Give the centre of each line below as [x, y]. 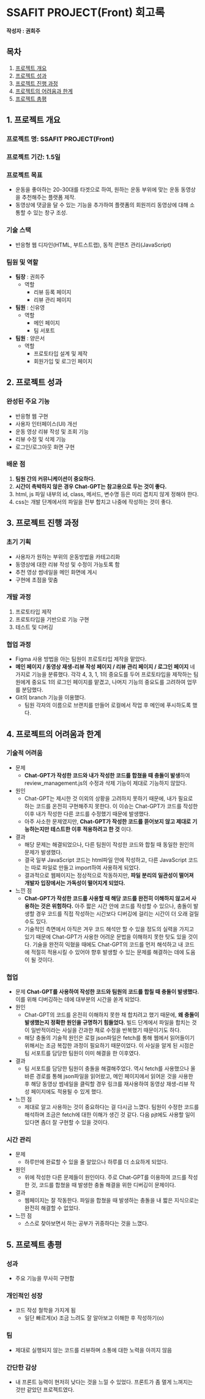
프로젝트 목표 [24, 175]
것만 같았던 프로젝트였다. [45, 1389]
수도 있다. [36, 921]
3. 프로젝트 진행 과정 [43, 523]
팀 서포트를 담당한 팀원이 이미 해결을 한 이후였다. [82, 1053]
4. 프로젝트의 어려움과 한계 [54, 734]
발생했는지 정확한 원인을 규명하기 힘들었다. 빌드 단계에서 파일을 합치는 [107, 1023]
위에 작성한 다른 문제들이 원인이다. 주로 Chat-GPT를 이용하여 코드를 [105, 1177]
